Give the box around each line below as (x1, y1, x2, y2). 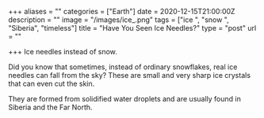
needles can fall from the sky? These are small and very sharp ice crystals (8, 71, 251, 79)
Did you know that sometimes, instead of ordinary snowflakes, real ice (8, 62, 238, 72)
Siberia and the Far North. (8, 102, 93, 112)
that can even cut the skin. (8, 79, 95, 88)
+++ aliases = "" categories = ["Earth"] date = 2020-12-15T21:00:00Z (8, 7, 235, 16)
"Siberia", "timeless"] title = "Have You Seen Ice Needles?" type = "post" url (8, 24, 257, 32)
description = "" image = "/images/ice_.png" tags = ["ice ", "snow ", (8, 15, 229, 24)
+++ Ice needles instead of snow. (8, 47, 117, 56)
